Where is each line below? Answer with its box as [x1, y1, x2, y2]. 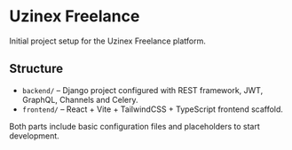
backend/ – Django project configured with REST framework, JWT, [21, 84, 264, 95]
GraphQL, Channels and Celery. [21, 94, 138, 105]
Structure [9, 61, 64, 76]
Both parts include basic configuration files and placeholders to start [9, 121, 260, 131]
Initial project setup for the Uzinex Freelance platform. [9, 36, 206, 46]
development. [9, 130, 59, 141]
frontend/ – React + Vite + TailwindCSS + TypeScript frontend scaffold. [21, 104, 284, 114]
